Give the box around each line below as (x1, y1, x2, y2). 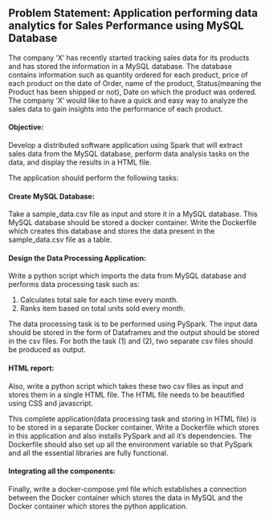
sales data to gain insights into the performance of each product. (8, 104, 223, 113)
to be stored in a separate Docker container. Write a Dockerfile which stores (8, 422, 259, 432)
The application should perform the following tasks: (8, 173, 179, 183)
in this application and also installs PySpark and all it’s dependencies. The (8, 431, 252, 440)
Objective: (8, 122, 44, 132)
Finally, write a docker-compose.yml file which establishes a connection (8, 484, 247, 493)
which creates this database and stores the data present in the (8, 227, 215, 236)
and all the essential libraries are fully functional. (8, 447, 169, 457)
